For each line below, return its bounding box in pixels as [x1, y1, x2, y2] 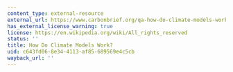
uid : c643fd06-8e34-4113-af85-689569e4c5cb [7, 49, 135, 56]
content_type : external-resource [7, 10, 104, 17]
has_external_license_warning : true [7, 23, 113, 29]
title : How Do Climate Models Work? [7, 42, 113, 49]
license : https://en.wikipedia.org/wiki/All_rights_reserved [7, 29, 188, 36]
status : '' [7, 36, 39, 43]
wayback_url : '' [7, 55, 54, 62]
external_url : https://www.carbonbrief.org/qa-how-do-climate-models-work [7, 16, 228, 23]
